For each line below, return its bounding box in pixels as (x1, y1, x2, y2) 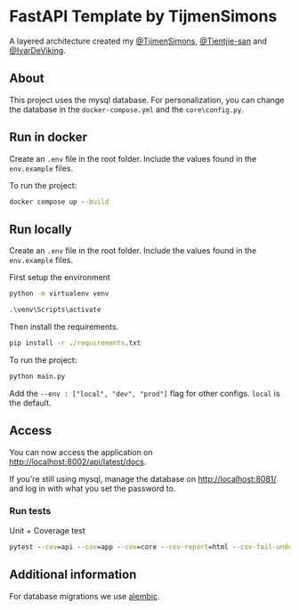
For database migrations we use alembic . (9, 590, 160, 601)
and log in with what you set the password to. (9, 483, 176, 494)
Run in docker (9, 130, 87, 145)
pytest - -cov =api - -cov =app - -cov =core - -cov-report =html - (9, 542, 238, 551)
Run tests (9, 505, 52, 518)
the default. (9, 397, 52, 408)
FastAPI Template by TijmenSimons (9, 6, 278, 27)
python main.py (9, 372, 66, 381)
